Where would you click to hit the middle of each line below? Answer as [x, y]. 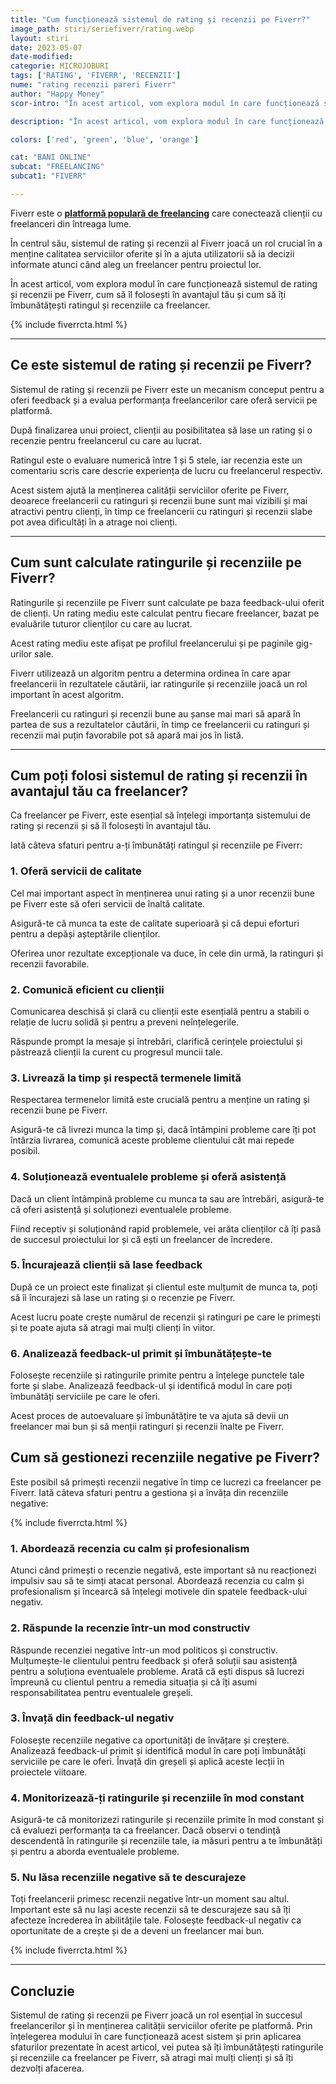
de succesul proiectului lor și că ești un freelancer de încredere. [141, 1239]
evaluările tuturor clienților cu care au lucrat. [101, 623]
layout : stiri [40, 38]
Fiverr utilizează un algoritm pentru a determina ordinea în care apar [151, 673]
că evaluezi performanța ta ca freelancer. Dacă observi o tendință [145, 1830]
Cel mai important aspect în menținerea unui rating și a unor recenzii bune [163, 893]
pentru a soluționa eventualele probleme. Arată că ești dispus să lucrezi [157, 1671]
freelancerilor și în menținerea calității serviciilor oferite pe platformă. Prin [161, 2026]
